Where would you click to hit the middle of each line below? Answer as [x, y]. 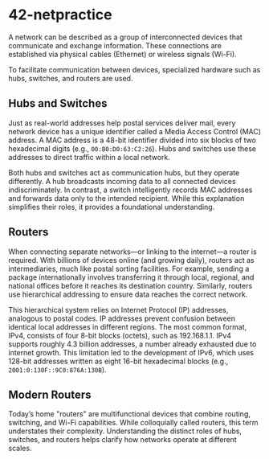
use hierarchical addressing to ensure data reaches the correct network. [128, 294]
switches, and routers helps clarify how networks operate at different [122, 440]
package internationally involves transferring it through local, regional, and [131, 277]
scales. [20, 449]
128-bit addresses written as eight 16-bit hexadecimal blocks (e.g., [118, 361]
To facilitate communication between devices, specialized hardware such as [134, 69]
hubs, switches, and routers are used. [71, 78]
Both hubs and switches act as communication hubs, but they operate [124, 172]
